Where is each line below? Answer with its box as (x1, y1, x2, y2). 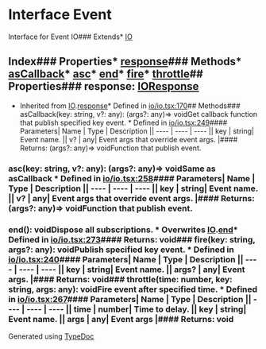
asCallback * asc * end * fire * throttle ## (8, 68, 204, 81)
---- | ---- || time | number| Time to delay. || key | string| (26, 304, 247, 315)
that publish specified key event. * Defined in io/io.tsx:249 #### (19, 118, 228, 127)
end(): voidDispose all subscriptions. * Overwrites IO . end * (8, 224, 238, 235)
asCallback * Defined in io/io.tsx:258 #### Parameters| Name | (8, 173, 256, 184)
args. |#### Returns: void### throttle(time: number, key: (8, 273, 233, 285)
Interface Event (8, 6, 113, 24)
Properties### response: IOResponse (8, 79, 199, 93)
